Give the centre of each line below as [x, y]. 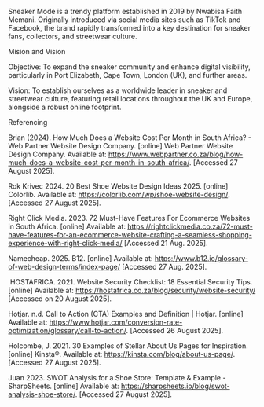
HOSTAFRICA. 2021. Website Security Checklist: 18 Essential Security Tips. [131, 282]
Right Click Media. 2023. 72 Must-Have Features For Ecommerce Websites [129, 218]
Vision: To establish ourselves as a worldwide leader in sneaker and [118, 90]
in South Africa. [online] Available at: [67, 226]
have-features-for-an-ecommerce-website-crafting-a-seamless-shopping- [130, 235]
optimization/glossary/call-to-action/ [67, 330]
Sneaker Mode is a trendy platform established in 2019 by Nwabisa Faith [125, 11]
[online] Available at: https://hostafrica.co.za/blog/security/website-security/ [132, 290]
